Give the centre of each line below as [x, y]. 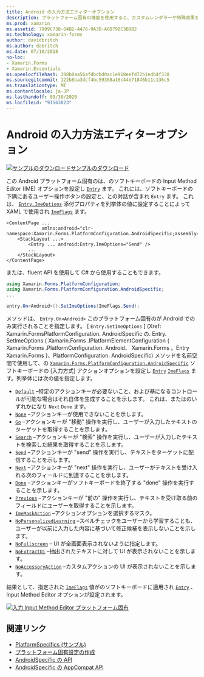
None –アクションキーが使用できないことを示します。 [81, 414]
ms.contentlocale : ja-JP [38, 91]
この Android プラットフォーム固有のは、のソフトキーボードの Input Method [102, 181]
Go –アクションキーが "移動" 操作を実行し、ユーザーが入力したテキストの [106, 422]
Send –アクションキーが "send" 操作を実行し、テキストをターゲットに [102, 452]
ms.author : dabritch [32, 46]
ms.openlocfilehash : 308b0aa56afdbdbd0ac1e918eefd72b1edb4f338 [88, 74]
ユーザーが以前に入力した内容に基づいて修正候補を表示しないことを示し [105, 528]
